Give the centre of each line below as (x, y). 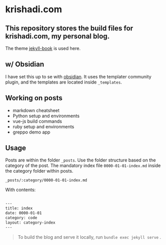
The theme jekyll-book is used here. (43, 48)
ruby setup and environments (43, 126)
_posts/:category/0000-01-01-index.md (46, 180)
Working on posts (34, 98)
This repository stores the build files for (69, 28)
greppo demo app (31, 132)
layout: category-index (30, 223)
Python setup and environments (46, 116)
